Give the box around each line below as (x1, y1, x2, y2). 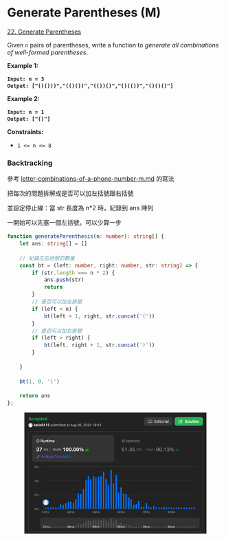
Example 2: (7, 94, 40, 102)
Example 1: (7, 61, 39, 69)
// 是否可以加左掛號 (32, 298, 82, 305)
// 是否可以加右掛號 (32, 327, 82, 334)
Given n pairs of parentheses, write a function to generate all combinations (7, 41, 219, 49)
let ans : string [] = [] (19, 241, 88, 247)
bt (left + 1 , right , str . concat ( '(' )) (43, 313, 155, 320)
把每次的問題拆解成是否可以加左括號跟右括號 (7, 189, 134, 197)
